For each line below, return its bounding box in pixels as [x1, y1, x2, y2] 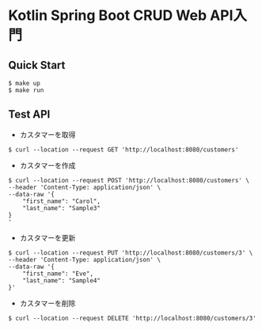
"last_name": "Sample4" [22, 276, 101, 285]
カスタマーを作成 [19, 160, 76, 170]
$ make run [8, 86, 44, 94]
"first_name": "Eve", [22, 270, 93, 278]
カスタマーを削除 [19, 298, 76, 308]
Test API [8, 108, 51, 121]
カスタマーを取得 [19, 129, 76, 139]
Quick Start [8, 58, 66, 71]
